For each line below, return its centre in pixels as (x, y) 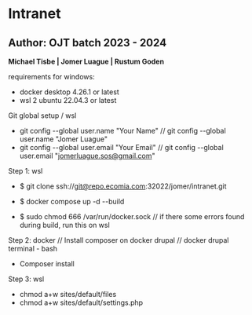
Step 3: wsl (26, 279)
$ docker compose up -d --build (72, 201)
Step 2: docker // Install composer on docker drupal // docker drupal (119, 240)
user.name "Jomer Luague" (64, 139)
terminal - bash (33, 249)
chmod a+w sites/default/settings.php (81, 302)
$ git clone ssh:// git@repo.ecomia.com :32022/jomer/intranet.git (123, 186)
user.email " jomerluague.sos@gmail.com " (87, 156)
